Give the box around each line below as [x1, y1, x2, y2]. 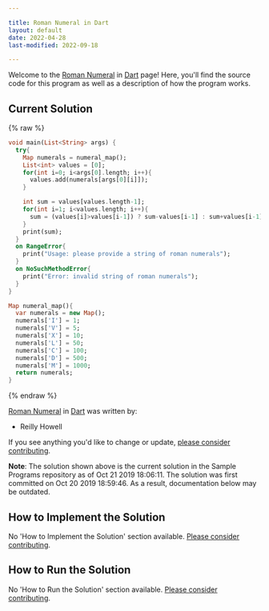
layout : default [8, 26, 62, 34]
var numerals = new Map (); [15, 310, 106, 318]
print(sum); [22, 228, 62, 236]
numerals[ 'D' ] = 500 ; [15, 354, 88, 362]
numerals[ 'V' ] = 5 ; [15, 324, 81, 333]
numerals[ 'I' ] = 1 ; [15, 317, 81, 325]
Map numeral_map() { [8, 301, 74, 310]
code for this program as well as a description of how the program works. [8, 79, 251, 88]
